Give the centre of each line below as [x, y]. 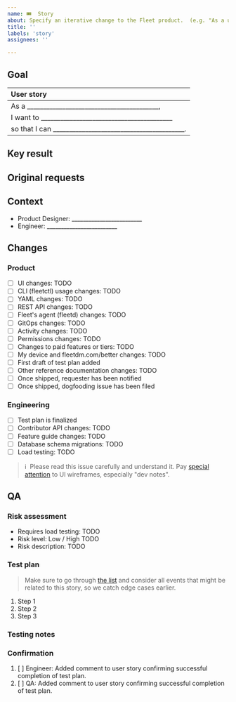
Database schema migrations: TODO [70, 444]
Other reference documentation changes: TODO [87, 370]
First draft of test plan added [59, 362]
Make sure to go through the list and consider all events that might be [125, 580]
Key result [30, 154]
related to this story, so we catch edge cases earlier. [100, 588]
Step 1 [26, 601]
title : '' [22, 27]
